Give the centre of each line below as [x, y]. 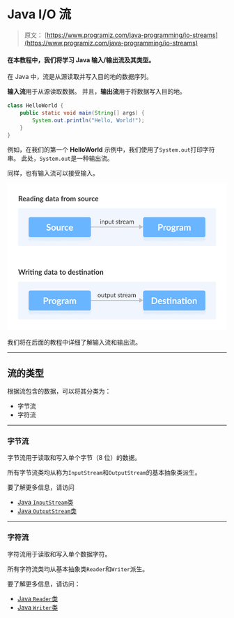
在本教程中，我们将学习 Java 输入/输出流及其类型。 [81, 59]
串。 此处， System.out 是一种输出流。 [60, 158]
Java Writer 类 [37, 607]
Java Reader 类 [37, 598]
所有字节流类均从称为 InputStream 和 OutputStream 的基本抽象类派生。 [104, 473]
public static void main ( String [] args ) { [82, 113]
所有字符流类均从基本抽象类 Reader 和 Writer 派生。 [78, 569]
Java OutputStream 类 [47, 511]
